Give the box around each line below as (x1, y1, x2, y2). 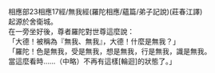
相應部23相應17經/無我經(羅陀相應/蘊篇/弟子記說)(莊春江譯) (8, 7, 203, 16)
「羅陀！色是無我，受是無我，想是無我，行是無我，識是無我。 (8, 47, 212, 56)
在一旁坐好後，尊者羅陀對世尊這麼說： (8, 27, 134, 36)
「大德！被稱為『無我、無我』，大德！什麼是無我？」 (8, 36, 180, 46)
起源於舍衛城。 (8, 17, 58, 26)
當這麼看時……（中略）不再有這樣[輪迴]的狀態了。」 (8, 56, 177, 66)
